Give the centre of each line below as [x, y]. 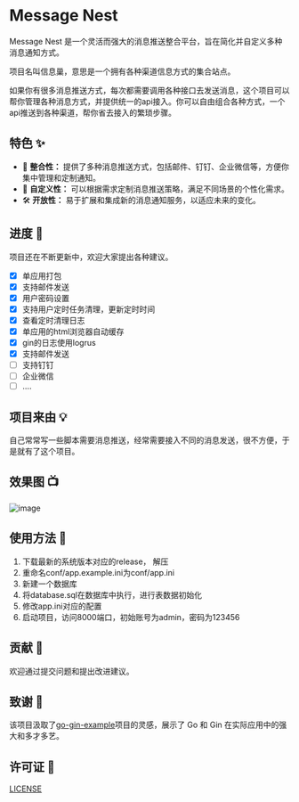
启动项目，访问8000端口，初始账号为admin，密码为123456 [131, 617]
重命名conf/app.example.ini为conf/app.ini [98, 572]
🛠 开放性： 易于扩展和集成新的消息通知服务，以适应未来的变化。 [141, 200]
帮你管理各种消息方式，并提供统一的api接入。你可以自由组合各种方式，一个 [147, 101]
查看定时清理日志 [53, 320]
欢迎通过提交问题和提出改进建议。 [72, 671]
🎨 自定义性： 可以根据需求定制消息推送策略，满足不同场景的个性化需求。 [155, 189]
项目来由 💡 [38, 417]
